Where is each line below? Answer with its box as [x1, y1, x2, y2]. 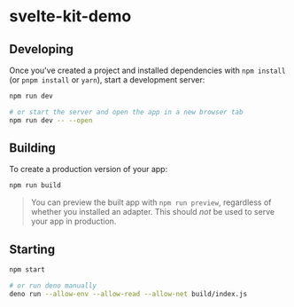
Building [9, 140, 56, 156]
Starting [9, 241, 56, 256]
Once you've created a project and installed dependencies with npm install [9, 65, 286, 75]
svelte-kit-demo [9, 6, 132, 27]
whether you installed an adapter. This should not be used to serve [30, 207, 275, 217]
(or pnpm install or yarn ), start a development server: [9, 75, 205, 85]
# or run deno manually [9, 281, 97, 290]
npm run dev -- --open [9, 115, 93, 125]
